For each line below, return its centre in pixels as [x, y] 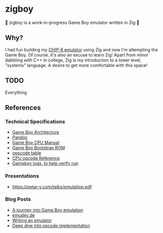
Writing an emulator [32, 220]
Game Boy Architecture [36, 132]
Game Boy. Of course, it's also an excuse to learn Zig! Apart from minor [77, 55]
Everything [16, 92]
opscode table [27, 153]
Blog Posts [18, 199]
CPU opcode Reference [36, 158]
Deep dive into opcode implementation [51, 225]
